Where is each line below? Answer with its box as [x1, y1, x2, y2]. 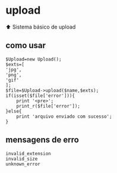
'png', [5, 72, 22, 78]
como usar [5, 40, 46, 51]
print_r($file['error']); [16, 103, 81, 109]
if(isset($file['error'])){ [5, 93, 75, 99]
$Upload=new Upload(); [5, 56, 62, 62]
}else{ [5, 108, 22, 114]
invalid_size [5, 156, 38, 162]
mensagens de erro [5, 135, 80, 145]
